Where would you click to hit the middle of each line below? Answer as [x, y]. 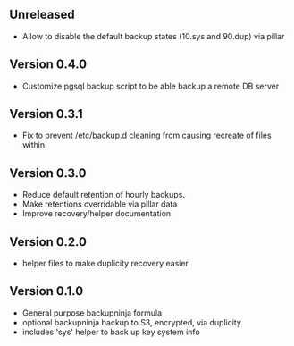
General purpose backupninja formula [92, 313]
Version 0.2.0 [48, 242]
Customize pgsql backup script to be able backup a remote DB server [151, 86]
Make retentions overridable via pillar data [100, 204]
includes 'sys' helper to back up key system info [111, 332]
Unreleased [42, 15]
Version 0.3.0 [48, 173]
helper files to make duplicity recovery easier [105, 264]
